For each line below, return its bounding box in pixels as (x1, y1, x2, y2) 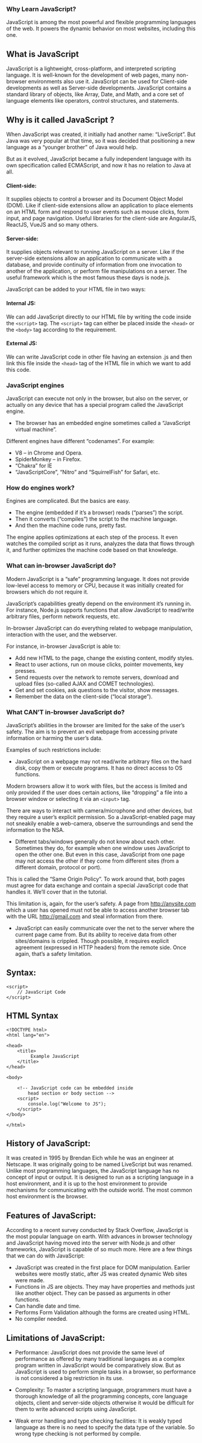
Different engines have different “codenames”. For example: (6, 438, 155, 445)
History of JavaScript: (6, 1138, 91, 1149)
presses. (14, 667, 37, 674)
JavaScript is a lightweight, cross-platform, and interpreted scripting (6, 65, 176, 73)
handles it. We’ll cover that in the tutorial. (6, 888, 107, 895)
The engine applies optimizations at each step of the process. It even (6, 534, 178, 541)
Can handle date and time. (14, 1302, 81, 1310)
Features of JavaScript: (6, 1210, 96, 1221)
